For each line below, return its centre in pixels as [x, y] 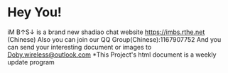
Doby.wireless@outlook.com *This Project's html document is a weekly [112, 55]
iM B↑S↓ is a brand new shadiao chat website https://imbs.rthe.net [106, 32]
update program [31, 62]
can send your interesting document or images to [80, 47]
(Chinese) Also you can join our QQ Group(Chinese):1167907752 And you [114, 39]
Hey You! [35, 12]
